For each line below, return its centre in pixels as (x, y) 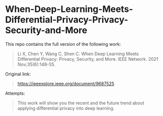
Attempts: (15, 93)
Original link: (18, 74)
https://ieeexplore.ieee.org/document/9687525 (66, 84)
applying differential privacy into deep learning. (66, 108)
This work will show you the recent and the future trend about (81, 103)
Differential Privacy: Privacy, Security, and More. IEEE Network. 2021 (88, 59)
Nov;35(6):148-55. (36, 64)
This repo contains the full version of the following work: (63, 44)
